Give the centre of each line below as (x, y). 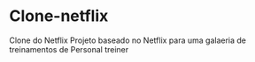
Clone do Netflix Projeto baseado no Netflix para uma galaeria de (127, 40)
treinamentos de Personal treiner (69, 49)
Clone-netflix (59, 16)
